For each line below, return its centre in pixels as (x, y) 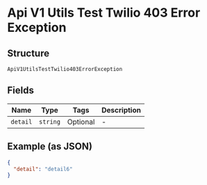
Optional (81, 122)
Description (121, 110)
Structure (28, 53)
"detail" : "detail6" (43, 169)
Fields (21, 91)
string (50, 122)
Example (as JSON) (50, 146)
